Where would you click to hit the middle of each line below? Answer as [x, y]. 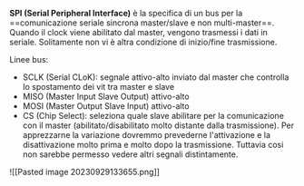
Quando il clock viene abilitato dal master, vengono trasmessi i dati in [138, 32]
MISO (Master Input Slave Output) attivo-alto [106, 96]
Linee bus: [29, 59]
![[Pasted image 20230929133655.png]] [85, 172]
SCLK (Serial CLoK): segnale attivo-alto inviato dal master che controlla [156, 77]
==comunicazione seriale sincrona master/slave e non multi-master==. [142, 23]
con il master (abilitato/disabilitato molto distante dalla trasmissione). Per [158, 125]
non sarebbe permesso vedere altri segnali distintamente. [130, 154]
